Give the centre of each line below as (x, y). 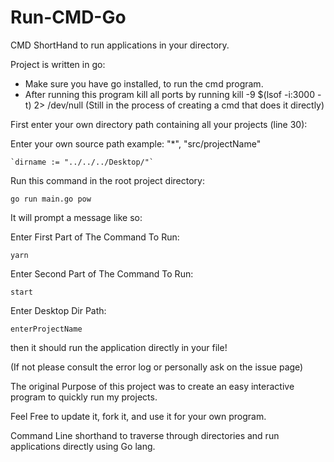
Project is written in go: (58, 64)
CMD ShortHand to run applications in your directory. (120, 45)
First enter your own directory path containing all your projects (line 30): (159, 124)
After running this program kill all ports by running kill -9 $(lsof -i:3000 (169, 94)
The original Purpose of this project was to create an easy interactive (152, 386)
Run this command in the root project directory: (108, 180)
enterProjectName (46, 329)
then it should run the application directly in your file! (119, 347)
